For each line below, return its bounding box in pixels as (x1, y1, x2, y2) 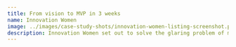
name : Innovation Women (7, 17, 77, 23)
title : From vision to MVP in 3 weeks (7, 10, 121, 17)
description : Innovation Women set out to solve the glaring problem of (7, 29, 225, 37)
